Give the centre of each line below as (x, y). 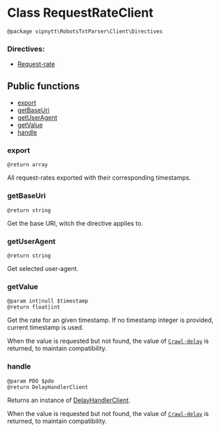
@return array (28, 165)
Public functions (43, 86)
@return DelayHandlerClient (48, 387)
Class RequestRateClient (81, 13)
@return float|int (34, 307)
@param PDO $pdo (31, 381)
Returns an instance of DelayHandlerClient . (69, 400)
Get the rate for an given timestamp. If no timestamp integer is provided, (110, 320)
